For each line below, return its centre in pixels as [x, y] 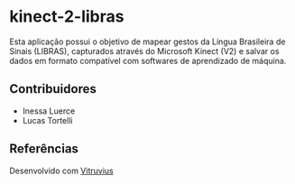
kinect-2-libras [67, 17]
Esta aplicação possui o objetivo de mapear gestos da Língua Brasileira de [147, 41]
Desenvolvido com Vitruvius [62, 170]
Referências [44, 149]
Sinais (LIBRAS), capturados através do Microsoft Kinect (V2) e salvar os [144, 51]
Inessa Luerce [49, 111]
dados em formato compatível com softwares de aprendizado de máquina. [148, 60]
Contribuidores [53, 89]
